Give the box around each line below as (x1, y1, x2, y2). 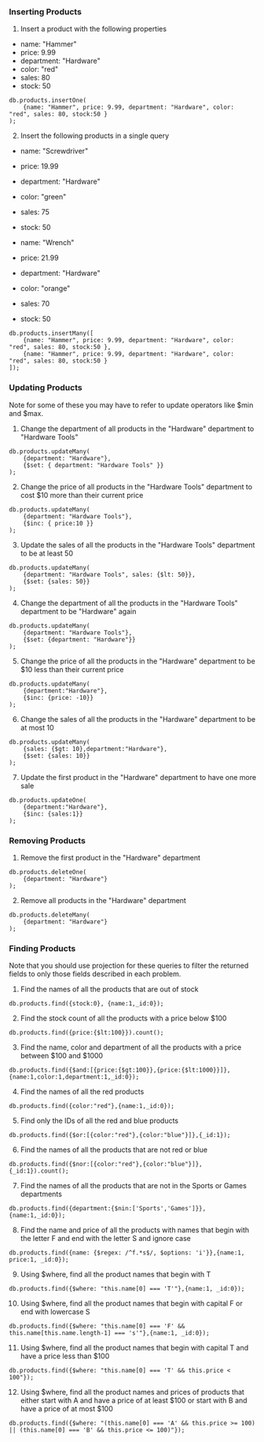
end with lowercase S (20, 1307, 90, 1317)
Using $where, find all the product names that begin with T (20, 1269, 211, 1279)
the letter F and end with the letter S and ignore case (20, 1234, 191, 1243)
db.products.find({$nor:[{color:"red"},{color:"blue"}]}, (9, 1161, 203, 1169)
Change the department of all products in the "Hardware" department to (20, 424, 255, 433)
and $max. (9, 408, 44, 418)
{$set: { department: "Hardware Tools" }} (23, 461, 164, 469)
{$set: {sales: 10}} (23, 752, 90, 760)
